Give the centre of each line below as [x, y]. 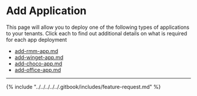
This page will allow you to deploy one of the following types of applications [98, 27]
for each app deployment [37, 39]
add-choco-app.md [38, 64]
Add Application [46, 11]
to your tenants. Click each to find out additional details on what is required [97, 33]
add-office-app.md [38, 69]
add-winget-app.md [39, 57]
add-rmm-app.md [36, 51]
